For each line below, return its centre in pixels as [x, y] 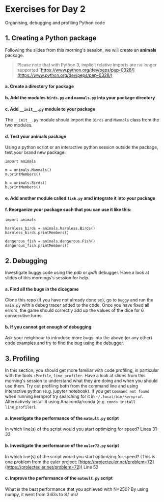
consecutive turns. [24, 316]
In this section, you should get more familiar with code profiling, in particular [82, 370]
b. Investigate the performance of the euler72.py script [62, 445]
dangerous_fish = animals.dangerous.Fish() [50, 241]
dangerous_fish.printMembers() [37, 246]
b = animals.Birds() [26, 183]
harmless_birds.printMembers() [37, 233]
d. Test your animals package [36, 136]
